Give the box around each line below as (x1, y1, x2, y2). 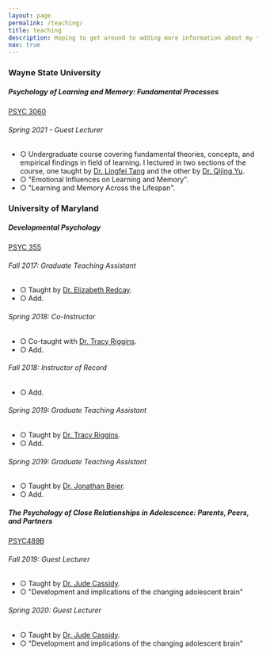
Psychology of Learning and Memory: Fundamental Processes (8, 86, 219, 96)
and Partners (8, 516, 53, 525)
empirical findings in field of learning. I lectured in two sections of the (19, 158, 247, 167)
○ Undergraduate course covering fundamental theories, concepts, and (19, 150, 255, 159)
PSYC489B (8, 536, 45, 546)
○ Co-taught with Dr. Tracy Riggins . (19, 336, 137, 345)
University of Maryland (8, 203, 99, 214)
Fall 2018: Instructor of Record (8, 363, 107, 372)
